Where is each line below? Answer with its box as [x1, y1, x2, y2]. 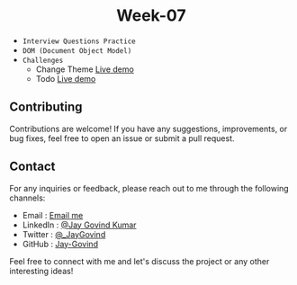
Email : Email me [22, 209, 84, 220]
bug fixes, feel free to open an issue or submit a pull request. [9, 132, 236, 144]
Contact [9, 159, 56, 174]
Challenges [22, 56, 64, 65]
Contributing [9, 100, 83, 115]
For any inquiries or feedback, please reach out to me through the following [9, 183, 290, 193]
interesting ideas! [9, 265, 74, 276]
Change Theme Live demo [35, 64, 135, 75]
